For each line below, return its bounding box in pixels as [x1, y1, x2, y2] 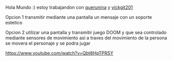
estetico [5, 20, 23, 25]
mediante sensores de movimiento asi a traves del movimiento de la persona [5, 35, 167, 41]
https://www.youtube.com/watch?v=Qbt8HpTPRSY [5, 50, 114, 56]
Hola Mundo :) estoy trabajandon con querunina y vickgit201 [5, 5, 133, 10]
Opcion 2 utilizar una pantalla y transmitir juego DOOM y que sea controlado [5, 29, 167, 35]
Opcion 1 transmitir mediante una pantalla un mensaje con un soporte [5, 14, 152, 20]
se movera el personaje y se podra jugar [5, 40, 91, 46]
